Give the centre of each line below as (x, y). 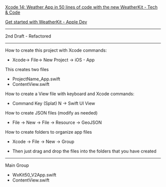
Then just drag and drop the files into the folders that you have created (84, 151)
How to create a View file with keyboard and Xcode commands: (70, 94)
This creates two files (27, 69)
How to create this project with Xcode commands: (56, 50)
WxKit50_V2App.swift (34, 175)
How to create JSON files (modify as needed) (51, 113)
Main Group (17, 165)
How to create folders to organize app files (49, 132)
